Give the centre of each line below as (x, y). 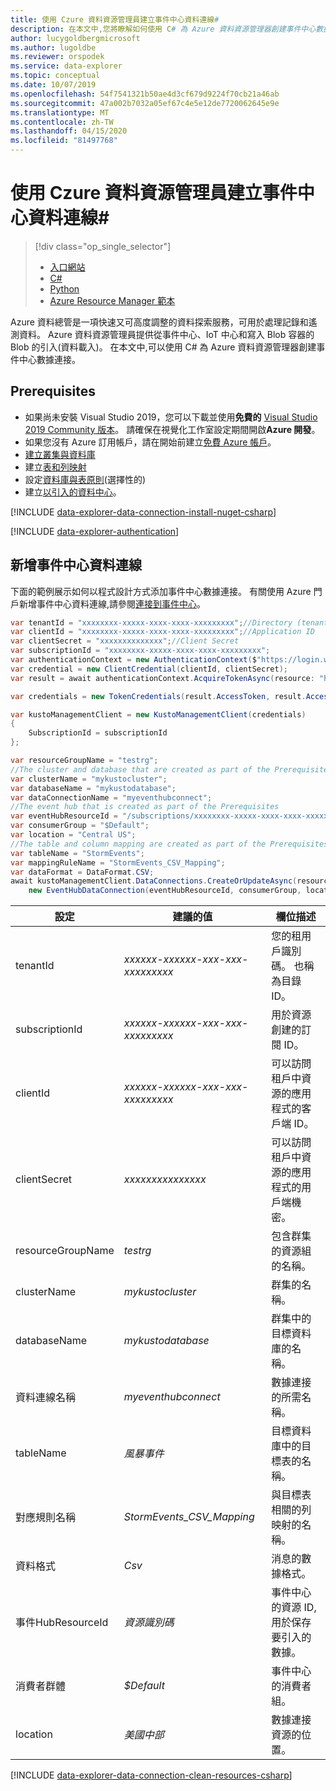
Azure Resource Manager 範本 (112, 300)
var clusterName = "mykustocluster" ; (89, 779)
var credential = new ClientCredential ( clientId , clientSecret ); (149, 669)
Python (64, 288)
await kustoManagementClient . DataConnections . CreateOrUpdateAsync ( (154, 881)
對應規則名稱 (46, 1518)
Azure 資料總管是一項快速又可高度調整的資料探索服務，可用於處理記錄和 (159, 322)
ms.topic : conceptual (55, 76)
